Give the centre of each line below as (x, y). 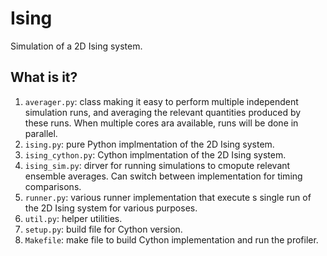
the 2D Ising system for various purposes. (111, 208)
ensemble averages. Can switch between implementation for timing (163, 176)
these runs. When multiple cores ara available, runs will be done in (161, 123)
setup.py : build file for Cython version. (103, 229)
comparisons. (53, 186)
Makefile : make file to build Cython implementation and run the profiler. (171, 239)
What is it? (44, 77)
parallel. (41, 133)
